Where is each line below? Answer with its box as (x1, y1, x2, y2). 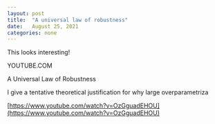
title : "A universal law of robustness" (7, 17, 129, 23)
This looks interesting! (7, 48, 71, 56)
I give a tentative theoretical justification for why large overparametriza (7, 88, 209, 96)
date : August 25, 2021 (7, 23, 79, 30)
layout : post (7, 10, 45, 17)
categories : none (7, 29, 57, 37)
